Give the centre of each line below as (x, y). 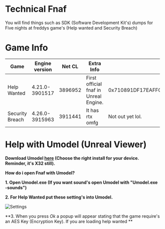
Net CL (70, 66)
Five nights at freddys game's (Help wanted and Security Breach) (71, 28)
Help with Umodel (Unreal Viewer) (76, 145)
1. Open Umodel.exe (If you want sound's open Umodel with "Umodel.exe (82, 182)
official (94, 84)
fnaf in (94, 90)
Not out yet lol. (125, 116)
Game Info (27, 48)
